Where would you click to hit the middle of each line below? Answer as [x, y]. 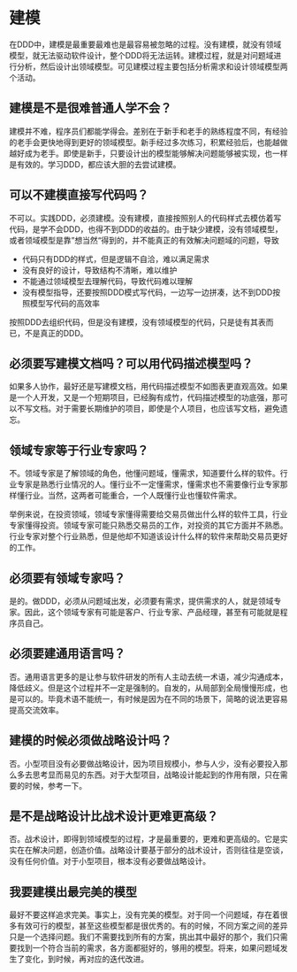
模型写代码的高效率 [65, 303]
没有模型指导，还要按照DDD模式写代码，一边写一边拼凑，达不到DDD [147, 292]
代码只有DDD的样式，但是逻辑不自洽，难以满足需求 [116, 258]
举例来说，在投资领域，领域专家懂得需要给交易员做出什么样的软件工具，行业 [148, 514]
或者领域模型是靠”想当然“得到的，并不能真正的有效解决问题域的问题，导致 [145, 240]
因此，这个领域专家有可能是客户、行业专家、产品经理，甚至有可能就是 [152, 612]
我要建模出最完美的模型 [73, 892]
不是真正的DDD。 [56, 333]
